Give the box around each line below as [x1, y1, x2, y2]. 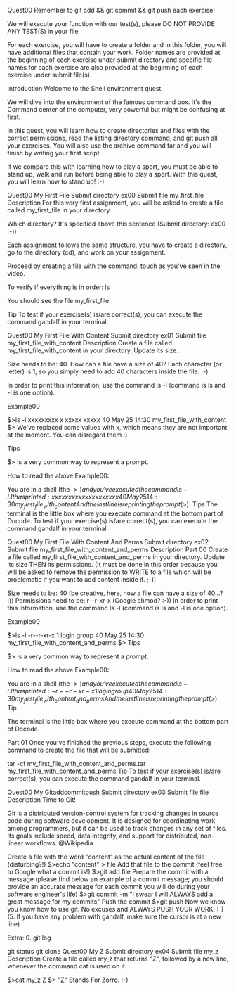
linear [7, 838, 24, 847]
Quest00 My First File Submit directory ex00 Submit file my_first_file [7, 191, 204, 199]
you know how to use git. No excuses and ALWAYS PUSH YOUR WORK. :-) [7, 904, 224, 913]
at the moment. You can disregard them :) [7, 430, 128, 439]
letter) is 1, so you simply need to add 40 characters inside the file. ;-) [7, 367, 209, 376]
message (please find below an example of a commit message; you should [7, 875, 223, 883]
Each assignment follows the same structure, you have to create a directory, [7, 241, 228, 249]
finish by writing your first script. [7, 149, 102, 157]
